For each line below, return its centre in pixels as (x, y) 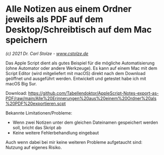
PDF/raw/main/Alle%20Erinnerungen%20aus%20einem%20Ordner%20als (81, 98)
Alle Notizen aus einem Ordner (69, 9)
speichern (27, 40)
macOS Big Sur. (21, 83)
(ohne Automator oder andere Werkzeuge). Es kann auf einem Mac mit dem (82, 68)
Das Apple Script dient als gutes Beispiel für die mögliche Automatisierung (80, 63)
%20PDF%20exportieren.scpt (36, 103)
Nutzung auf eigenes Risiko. (34, 147)
